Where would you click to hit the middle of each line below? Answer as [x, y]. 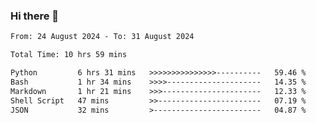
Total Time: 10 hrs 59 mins [69, 55]
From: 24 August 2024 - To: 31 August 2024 [102, 37]
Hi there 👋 [35, 16]
